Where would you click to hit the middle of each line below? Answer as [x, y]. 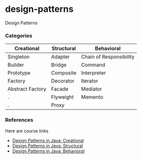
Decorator [63, 81]
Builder [16, 65]
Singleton [18, 57]
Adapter [60, 57]
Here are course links [27, 131]
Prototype [19, 73]
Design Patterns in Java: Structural [48, 146]
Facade [60, 89]
